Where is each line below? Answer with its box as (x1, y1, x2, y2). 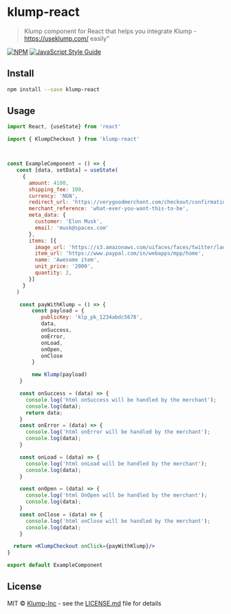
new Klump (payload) (32, 371, 88, 378)
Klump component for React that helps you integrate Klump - (23, 27, 197, 35)
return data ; (25, 409, 63, 416)
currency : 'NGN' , (28, 192, 78, 199)
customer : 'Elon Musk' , (34, 218, 103, 225)
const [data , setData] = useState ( (16, 167, 118, 174)
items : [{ (28, 237, 57, 244)
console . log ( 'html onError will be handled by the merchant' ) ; (25, 428, 211, 435)
